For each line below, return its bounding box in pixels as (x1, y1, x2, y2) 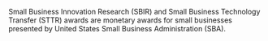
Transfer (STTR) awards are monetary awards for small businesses (8, 15, 233, 25)
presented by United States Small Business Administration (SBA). (8, 24, 226, 33)
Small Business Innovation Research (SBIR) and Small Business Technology (8, 7, 261, 16)
